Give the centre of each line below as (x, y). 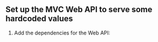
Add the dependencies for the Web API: (62, 33)
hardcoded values (39, 19)
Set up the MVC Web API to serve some (79, 10)
